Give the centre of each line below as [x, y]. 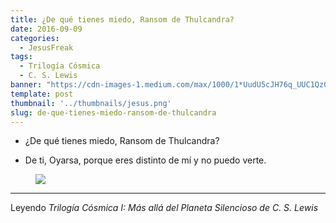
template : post [42, 94]
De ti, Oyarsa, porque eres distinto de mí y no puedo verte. [145, 160]
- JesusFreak [46, 47]
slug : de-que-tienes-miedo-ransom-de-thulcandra [113, 112]
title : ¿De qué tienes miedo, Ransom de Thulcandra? [122, 19]
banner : [26, 85]
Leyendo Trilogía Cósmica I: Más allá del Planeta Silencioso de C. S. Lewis [164, 208]
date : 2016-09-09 [46, 29]
